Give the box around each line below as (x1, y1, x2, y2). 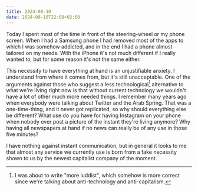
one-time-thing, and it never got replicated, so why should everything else (6, 106, 187, 113)
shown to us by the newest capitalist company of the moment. (6, 155, 157, 162)
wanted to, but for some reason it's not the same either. (6, 56, 141, 63)
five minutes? (6, 131, 39, 138)
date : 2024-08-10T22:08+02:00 (6, 14, 81, 20)
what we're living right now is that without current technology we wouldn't (6, 87, 186, 94)
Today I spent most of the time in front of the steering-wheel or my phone (6, 30, 185, 37)
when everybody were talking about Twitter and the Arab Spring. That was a (6, 99, 192, 106)
